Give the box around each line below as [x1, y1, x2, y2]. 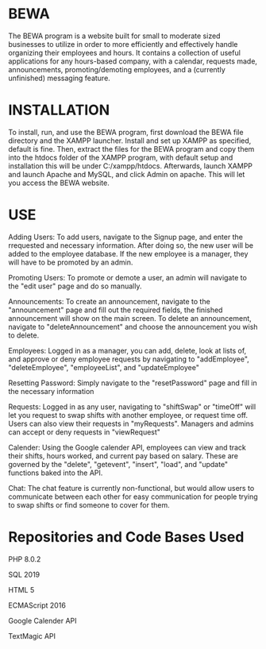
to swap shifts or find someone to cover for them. [8, 500, 171, 509]
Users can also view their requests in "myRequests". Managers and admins [8, 419, 254, 428]
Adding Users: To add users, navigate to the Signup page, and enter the [8, 232, 244, 241]
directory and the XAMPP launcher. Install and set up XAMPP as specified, [8, 136, 252, 145]
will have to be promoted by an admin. [8, 257, 133, 267]
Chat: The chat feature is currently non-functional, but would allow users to [8, 483, 255, 493]
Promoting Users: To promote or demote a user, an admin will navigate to [8, 272, 248, 282]
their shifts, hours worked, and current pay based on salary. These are [8, 450, 238, 461]
